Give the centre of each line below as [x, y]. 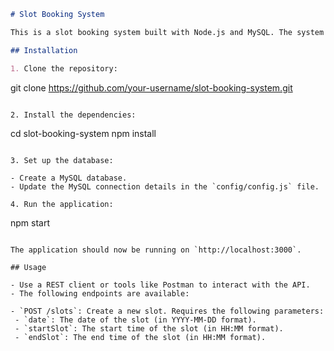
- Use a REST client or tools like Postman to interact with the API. [160, 285]
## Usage [28, 267]
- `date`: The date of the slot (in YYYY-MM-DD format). [135, 320]
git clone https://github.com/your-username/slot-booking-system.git [151, 87]
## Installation [44, 50]
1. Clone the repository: [64, 68]
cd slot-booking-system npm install [83, 133]
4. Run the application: [62, 204]
